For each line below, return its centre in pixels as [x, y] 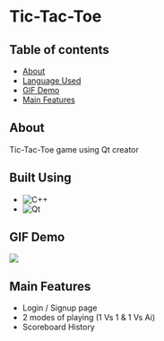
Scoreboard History [59, 327]
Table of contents [59, 50]
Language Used [52, 81]
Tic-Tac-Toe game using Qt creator [74, 149]
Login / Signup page [60, 308]
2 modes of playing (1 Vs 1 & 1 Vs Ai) [89, 318]
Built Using [40, 178]
